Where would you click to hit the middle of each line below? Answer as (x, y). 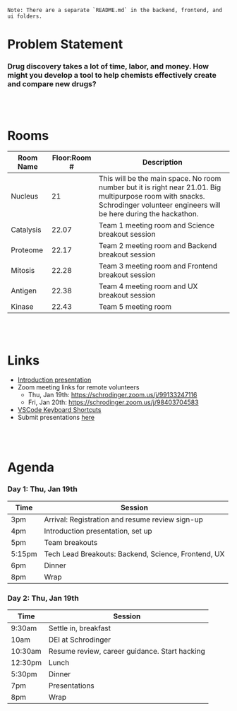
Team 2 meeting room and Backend (158, 246)
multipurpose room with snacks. (152, 196)
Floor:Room (72, 158)
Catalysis (26, 230)
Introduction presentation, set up (98, 531)
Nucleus (25, 196)
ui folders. (25, 16)
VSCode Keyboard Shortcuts (59, 410)
